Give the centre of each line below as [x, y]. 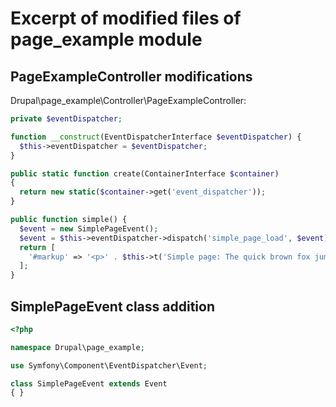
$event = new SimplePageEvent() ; [89, 228]
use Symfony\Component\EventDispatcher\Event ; [109, 365]
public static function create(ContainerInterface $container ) [145, 173]
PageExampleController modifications [131, 76]
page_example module [106, 39]
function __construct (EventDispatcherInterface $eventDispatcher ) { [156, 137]
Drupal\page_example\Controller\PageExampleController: [128, 100]
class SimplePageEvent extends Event [89, 383]
